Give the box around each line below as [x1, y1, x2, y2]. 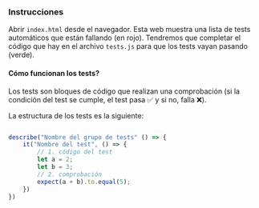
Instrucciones [8, 6, 64, 18]
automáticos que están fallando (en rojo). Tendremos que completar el [8, 33, 241, 42]
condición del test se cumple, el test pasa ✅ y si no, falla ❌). [8, 94, 207, 104]
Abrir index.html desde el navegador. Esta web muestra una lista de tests [8, 25, 251, 34]
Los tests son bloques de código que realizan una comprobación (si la [8, 86, 241, 96]
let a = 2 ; [37, 155, 74, 164]
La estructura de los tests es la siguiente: [8, 110, 144, 120]
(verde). [8, 50, 34, 60]
